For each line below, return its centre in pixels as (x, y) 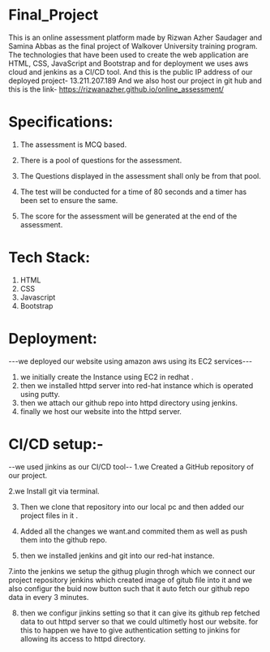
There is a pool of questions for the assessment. (101, 160)
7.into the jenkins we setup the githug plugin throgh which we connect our (132, 571)
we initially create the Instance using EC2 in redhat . (107, 377)
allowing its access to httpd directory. (83, 638)
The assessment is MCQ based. (73, 145)
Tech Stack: (49, 258)
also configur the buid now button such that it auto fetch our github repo (129, 588)
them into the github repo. (64, 540)
